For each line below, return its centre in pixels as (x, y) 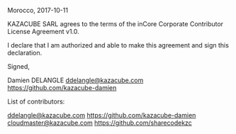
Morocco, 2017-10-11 (38, 10)
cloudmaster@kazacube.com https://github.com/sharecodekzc (100, 123)
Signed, (18, 66)
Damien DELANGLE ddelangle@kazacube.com (75, 80)
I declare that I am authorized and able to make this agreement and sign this (118, 45)
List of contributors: (36, 101)
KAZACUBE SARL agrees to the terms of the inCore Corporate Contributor (116, 24)
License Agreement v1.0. (43, 32)
